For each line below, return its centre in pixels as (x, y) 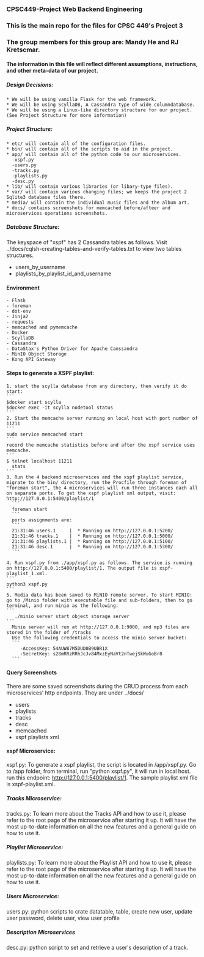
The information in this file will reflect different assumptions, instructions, (102, 64)
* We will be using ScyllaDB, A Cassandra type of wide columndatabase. (101, 105)
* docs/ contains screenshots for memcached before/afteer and (89, 208)
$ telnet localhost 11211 (39, 461)
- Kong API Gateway (31, 360)
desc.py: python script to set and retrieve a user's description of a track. (97, 947)
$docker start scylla (34, 402)
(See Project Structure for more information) (67, 116)
